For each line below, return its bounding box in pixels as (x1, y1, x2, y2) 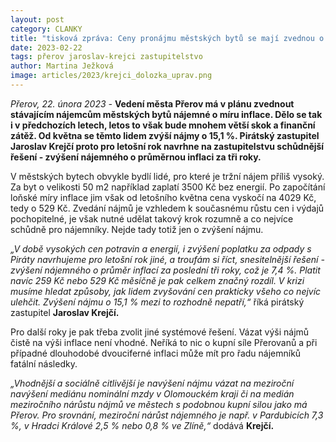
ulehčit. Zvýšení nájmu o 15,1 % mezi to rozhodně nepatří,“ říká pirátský (10, 296, 305, 308)
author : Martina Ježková (10, 61, 114, 71)
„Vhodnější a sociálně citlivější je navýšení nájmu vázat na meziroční (10, 377, 295, 389)
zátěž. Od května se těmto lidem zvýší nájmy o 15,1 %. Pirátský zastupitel (10, 129, 320, 141)
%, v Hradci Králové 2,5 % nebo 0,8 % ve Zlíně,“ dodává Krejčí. (10, 419, 275, 431)
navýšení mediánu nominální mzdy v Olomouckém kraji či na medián (10, 387, 295, 400)
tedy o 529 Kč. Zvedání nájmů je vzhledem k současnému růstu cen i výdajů (10, 202, 325, 214)
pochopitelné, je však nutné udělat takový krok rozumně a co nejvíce (10, 212, 294, 225)
